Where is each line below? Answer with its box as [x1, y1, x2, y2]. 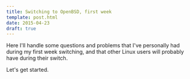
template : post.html [6, 14, 59, 20]
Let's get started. [6, 66, 49, 74]
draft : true [6, 25, 36, 32]
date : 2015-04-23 [6, 20, 50, 26]
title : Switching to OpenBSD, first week [6, 8, 112, 15]
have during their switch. [6, 54, 68, 62]
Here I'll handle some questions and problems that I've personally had [6, 42, 180, 49]
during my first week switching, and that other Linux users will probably [6, 48, 184, 56]
